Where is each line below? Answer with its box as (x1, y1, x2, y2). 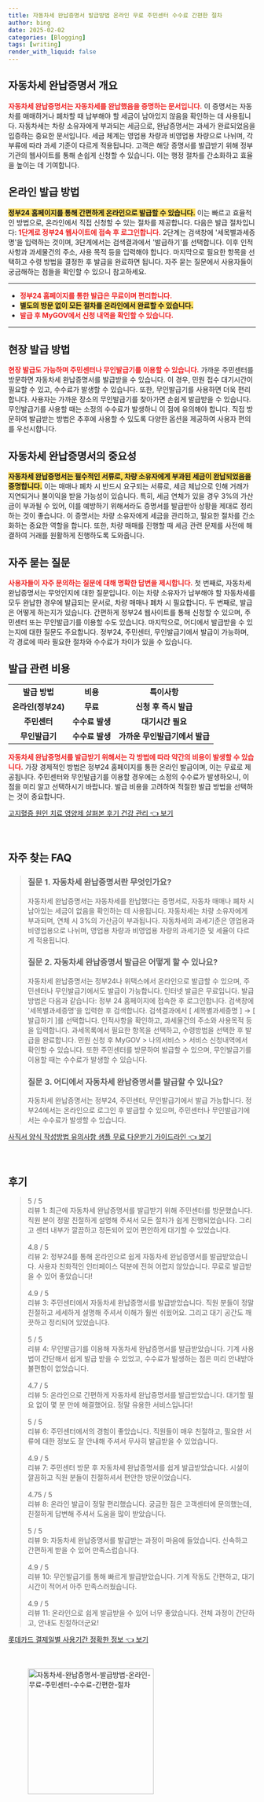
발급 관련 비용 (8, 662, 71, 676)
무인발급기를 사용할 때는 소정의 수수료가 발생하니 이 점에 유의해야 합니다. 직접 (8, 405, 245, 414)
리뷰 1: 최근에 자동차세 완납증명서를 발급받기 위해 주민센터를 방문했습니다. (27, 1205, 253, 1214)
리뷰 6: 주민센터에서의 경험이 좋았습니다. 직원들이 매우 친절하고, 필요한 (27, 1427, 244, 1436)
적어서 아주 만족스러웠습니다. (48, 1581, 137, 1591)
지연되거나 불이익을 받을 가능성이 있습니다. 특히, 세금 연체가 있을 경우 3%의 (8, 492, 240, 501)
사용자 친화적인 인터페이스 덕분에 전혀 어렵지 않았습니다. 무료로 (38, 1262, 231, 1271)
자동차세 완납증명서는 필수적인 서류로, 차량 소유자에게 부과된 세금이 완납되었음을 (8, 472, 251, 482)
